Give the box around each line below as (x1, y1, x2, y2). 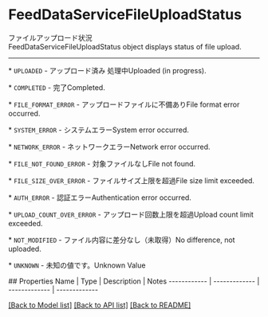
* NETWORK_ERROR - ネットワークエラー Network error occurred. (8, 142, 211, 151)
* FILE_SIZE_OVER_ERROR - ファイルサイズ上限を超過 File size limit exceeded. (8, 175, 255, 185)
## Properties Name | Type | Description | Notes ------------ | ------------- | (8, 276, 260, 286)
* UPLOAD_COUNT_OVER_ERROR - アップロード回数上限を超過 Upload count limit (8, 209, 254, 219)
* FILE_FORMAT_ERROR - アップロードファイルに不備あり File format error (8, 100, 240, 109)
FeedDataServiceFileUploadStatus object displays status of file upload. (8, 41, 242, 51)
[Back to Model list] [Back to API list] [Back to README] (8, 300, 191, 310)
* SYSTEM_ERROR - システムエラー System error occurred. (8, 125, 190, 135)
